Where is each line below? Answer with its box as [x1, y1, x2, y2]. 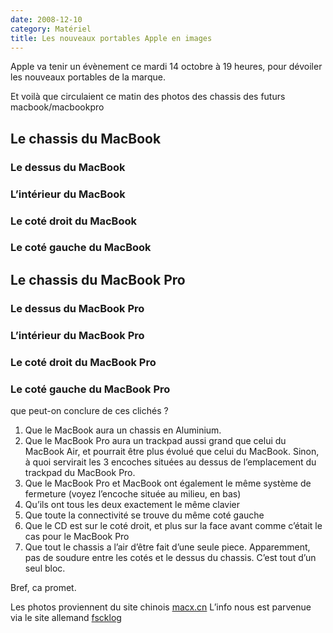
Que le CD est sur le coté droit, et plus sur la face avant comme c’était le [24, 519, 323, 531]
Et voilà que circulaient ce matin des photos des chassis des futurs [10, 91, 286, 103]
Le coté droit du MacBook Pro [10, 355, 157, 369]
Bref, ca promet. [10, 581, 77, 593]
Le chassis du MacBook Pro [10, 271, 186, 288]
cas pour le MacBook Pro [24, 530, 130, 542]
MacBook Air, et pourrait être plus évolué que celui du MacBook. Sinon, [24, 445, 320, 457]
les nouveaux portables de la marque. [10, 71, 166, 83]
